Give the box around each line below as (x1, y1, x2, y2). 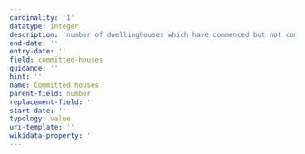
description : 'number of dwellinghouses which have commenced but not (9, 30, 282, 39)
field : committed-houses (9, 55, 103, 64)
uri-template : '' (9, 123, 75, 132)
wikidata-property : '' (9, 131, 95, 140)
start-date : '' (9, 106, 67, 115)
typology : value (9, 114, 71, 123)
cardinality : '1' (9, 13, 75, 23)
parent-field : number (9, 89, 92, 98)
